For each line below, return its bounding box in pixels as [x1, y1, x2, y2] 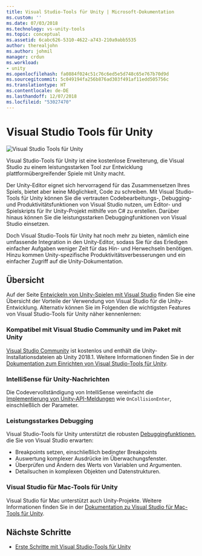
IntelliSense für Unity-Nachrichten [6, 375, 110, 383]
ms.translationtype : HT [6, 82, 67, 88]
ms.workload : [6, 59, 39, 65]
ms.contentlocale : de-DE [6, 88, 69, 94]
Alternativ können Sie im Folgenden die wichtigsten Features [39, 304, 191, 311]
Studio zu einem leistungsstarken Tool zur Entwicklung [6, 163, 143, 170]
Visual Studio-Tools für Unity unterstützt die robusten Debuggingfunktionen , [6, 431, 197, 438]
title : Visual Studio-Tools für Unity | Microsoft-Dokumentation [6, 8, 174, 15]
